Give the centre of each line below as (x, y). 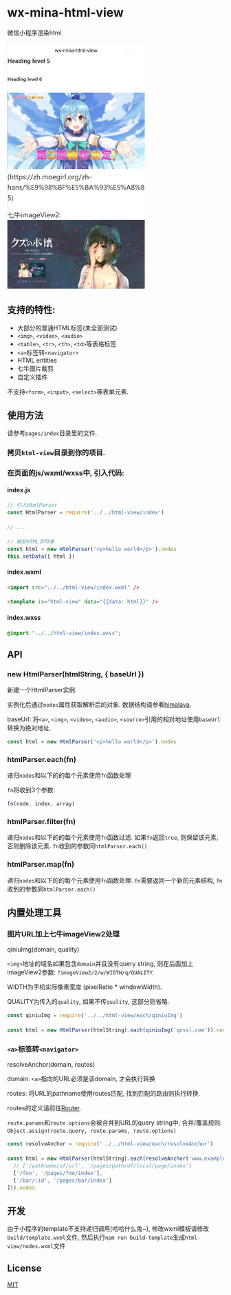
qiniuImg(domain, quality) (43, 950)
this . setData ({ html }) (41, 556)
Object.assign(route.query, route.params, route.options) (92, 1131)
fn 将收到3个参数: (31, 790)
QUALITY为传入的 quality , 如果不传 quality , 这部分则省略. (88, 1002)
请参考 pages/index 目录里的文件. (52, 433)
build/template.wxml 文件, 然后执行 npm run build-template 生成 (96, 1237)
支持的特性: (32, 310)
